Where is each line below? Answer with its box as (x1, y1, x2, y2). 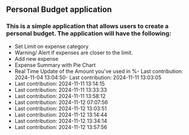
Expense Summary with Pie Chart (14, 61, 96, 68)
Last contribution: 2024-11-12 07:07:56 (14, 99, 109, 106)
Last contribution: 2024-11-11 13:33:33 (14, 86, 107, 93)
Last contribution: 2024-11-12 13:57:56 (14, 123, 107, 130)
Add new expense (14, 55, 59, 62)
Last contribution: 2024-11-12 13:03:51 (14, 105, 107, 112)
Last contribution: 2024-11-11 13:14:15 (14, 80, 105, 87)
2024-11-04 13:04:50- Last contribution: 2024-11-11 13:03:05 (14, 74, 161, 81)
